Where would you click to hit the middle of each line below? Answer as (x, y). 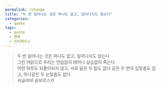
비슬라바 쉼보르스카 (35, 80)
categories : (17, 19)
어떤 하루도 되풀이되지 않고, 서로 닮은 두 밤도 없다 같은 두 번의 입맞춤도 (84, 68)
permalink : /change (25, 10)
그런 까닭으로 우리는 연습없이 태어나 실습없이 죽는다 (66, 62)
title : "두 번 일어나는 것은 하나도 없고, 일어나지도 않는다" (59, 14)
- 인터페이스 (20, 42)
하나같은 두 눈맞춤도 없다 (47, 74)
